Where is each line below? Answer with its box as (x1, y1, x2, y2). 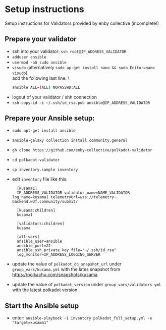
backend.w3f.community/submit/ (12, 199, 78, 204)
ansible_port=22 (17, 243, 51, 248)
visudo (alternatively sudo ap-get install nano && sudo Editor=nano (12, 64, 155, 70)
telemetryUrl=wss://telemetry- (50, 195, 117, 200)
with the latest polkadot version (12, 287, 78, 293)
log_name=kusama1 (12, 195, 49, 200)
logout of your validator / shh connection (12, 94, 97, 100)
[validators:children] (17, 221, 65, 227)
